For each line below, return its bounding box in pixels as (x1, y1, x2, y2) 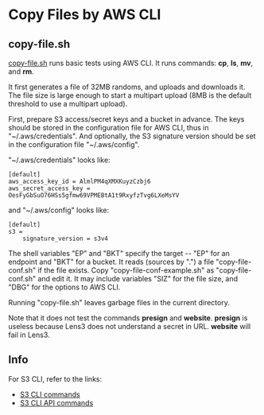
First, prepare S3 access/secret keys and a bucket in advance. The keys (8, 114, 245, 124)
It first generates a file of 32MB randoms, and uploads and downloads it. (8, 82, 246, 91)
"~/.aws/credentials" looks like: (8, 155, 111, 165)
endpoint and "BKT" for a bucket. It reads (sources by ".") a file (8, 257, 215, 266)
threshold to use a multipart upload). (8, 99, 128, 108)
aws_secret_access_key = (8, 184, 91, 192)
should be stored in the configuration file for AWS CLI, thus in (8, 123, 209, 132)
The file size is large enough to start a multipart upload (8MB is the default (8, 91, 252, 100)
